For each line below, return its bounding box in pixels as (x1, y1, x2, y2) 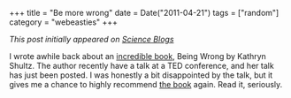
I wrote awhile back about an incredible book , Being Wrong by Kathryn (9, 51, 267, 61)
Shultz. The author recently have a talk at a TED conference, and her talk (9, 61, 274, 71)
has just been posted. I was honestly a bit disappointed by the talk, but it (9, 70, 273, 80)
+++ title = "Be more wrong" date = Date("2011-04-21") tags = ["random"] (9, 8, 280, 18)
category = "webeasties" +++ (9, 17, 118, 27)
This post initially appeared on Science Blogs (9, 34, 174, 44)
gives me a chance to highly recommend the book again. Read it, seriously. (9, 79, 283, 89)
